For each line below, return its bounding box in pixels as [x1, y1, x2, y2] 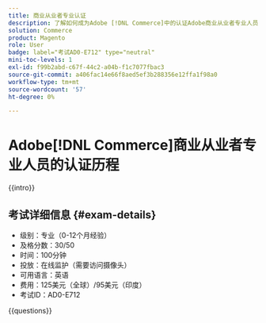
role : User [8, 41, 44, 49]
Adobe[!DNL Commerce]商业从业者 [8, 137, 243, 155]
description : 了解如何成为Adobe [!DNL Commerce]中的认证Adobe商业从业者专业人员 [8, 19, 259, 27]
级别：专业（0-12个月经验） [19, 231, 112, 240]
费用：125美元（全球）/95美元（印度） [19, 280, 146, 290]
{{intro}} [8, 183, 36, 193]
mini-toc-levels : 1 [8, 56, 73, 64]
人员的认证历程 [22, 156, 120, 175]
